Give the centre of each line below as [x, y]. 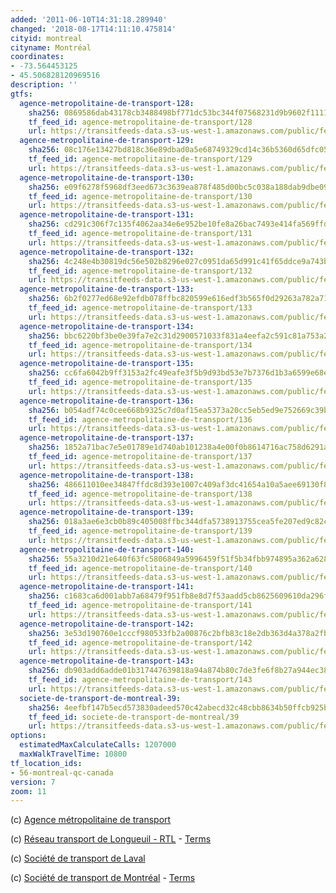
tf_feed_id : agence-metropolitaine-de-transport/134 [140, 345]
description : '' [44, 85]
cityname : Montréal [51, 47]
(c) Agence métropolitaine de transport [91, 820]
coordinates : [37, 57]
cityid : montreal [46, 38]
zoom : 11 [28, 791]
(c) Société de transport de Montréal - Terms [103, 878]
